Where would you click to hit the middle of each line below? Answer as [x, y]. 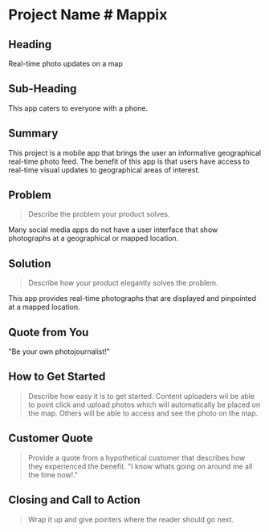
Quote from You [49, 332]
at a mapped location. [44, 307]
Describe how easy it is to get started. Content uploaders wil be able [141, 396]
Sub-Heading [43, 89]
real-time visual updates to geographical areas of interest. [104, 169]
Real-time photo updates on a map [65, 63]
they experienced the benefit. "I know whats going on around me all [140, 466]
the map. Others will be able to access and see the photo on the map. [143, 413]
